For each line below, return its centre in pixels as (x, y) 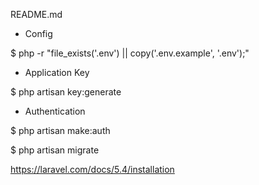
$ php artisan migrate (55, 150)
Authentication (55, 111)
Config (38, 33)
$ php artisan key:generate (66, 92)
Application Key (57, 72)
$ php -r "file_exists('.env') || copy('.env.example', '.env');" (130, 53)
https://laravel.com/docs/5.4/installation (92, 169)
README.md (36, 14)
